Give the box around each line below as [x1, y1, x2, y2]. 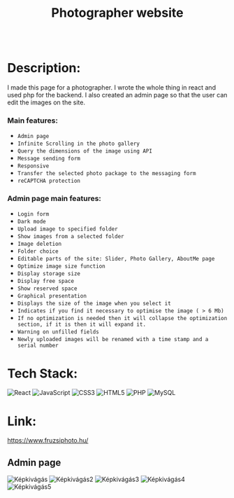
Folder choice [17, 248, 59, 255]
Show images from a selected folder [17, 233, 124, 240]
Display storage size [17, 270, 80, 277]
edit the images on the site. [7, 98, 86, 106]
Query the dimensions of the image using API [17, 148, 152, 155]
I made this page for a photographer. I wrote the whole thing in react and [7, 83, 217, 92]
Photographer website [51, 5, 184, 21]
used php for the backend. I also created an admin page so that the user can [7, 90, 228, 99]
